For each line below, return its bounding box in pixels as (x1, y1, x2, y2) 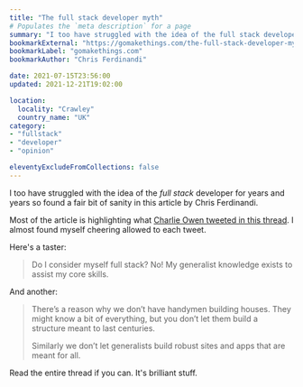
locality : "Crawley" (17, 105, 95, 114)
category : (9, 121, 47, 131)
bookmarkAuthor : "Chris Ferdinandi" (9, 55, 147, 64)
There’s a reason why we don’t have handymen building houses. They (31, 303, 291, 314)
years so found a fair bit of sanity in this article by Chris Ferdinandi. (9, 197, 259, 207)
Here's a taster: (9, 241, 67, 253)
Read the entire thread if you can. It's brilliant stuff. (9, 367, 198, 378)
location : (9, 96, 47, 105)
